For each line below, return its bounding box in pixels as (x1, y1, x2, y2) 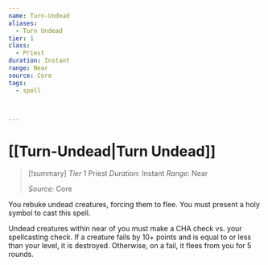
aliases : (8, 19, 38, 27)
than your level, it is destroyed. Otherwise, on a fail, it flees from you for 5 (8, 241, 252, 251)
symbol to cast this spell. (8, 208, 91, 218)
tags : (8, 79, 27, 87)
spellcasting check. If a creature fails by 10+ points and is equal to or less (8, 232, 252, 242)
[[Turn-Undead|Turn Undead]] (8, 142, 216, 161)
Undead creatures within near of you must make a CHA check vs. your (8, 224, 243, 234)
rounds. (8, 250, 34, 259)
